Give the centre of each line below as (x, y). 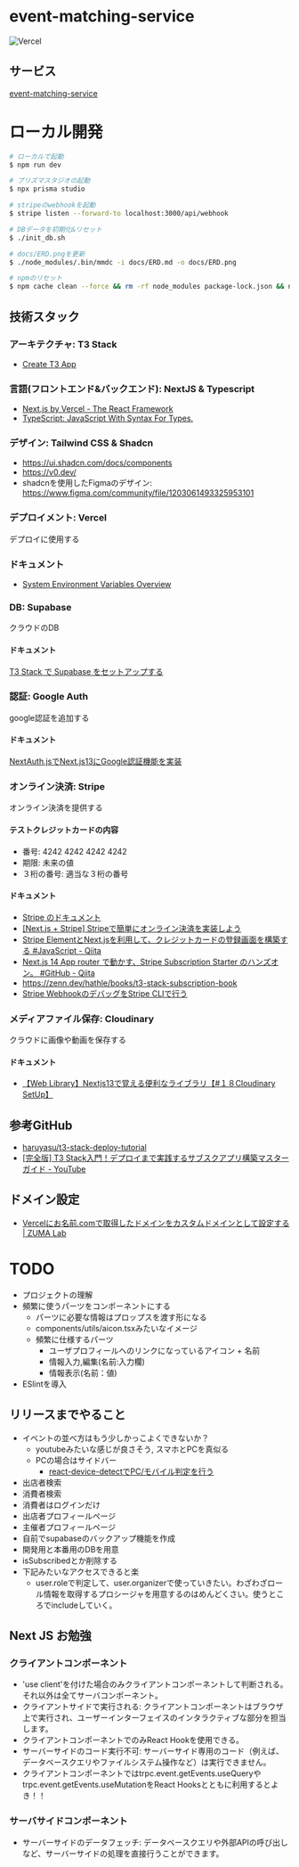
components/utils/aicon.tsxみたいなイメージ (117, 1328)
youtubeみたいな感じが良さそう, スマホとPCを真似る (132, 1449)
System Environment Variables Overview (97, 585)
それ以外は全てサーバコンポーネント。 (92, 1696)
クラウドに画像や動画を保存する (68, 1040)
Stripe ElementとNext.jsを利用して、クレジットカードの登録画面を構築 (151, 939)
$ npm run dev (36, 165)
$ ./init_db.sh (37, 238)
